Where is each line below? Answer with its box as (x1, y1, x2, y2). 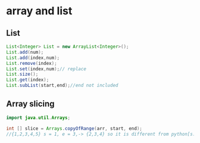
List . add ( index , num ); (6, 55, 60, 61)
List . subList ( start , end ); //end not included (6, 82, 118, 89)
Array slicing (6, 99, 55, 109)
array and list (6, 4, 73, 18)
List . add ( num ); (6, 49, 44, 55)
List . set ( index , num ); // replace (6, 66, 86, 72)
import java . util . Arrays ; (6, 114, 70, 120)
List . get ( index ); (6, 77, 49, 83)
